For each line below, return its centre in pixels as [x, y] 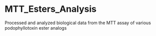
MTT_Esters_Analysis [51, 9]
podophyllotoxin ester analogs [36, 28]
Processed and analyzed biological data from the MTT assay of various [78, 23]
